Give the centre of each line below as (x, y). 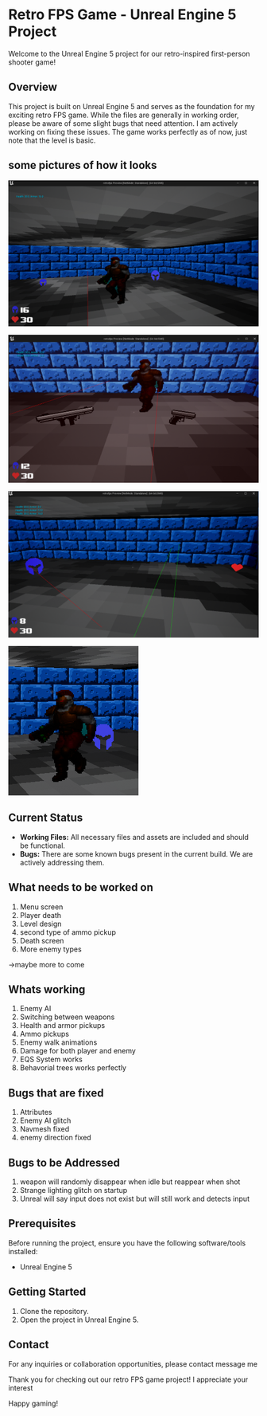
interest (21, 1387)
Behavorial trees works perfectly (73, 1068)
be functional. (43, 845)
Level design (41, 924)
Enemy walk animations (58, 1042)
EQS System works (51, 1059)
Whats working (47, 990)
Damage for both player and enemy (78, 1051)
